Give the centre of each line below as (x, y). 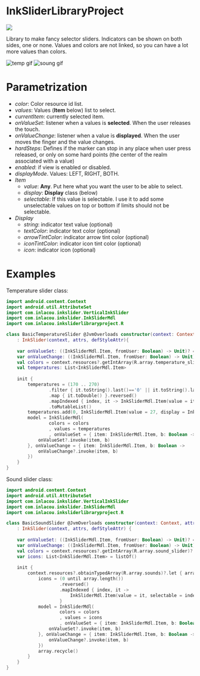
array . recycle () (58, 651)
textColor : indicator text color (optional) (72, 231)
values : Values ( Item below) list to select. (65, 110)
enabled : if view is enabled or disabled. (63, 167)
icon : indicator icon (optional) (60, 250)
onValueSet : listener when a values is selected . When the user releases (103, 123)
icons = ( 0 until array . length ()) (81, 579)
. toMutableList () (70, 407)
